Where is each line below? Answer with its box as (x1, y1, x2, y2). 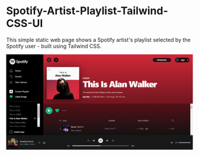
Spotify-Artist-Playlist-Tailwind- (6, 4, 168, 18)
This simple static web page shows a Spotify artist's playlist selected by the (6, 36, 191, 43)
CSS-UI (6, 17, 43, 30)
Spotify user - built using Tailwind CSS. (6, 43, 102, 50)
